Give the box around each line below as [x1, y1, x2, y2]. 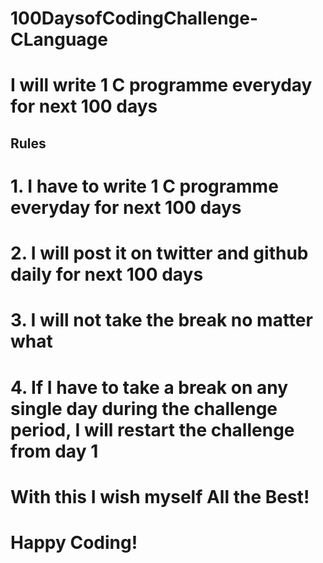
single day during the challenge [10, 397, 278, 420]
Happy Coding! [10, 531, 138, 554]
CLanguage [10, 28, 108, 51]
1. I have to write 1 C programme [10, 175, 279, 197]
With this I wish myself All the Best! [10, 485, 310, 508]
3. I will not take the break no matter [10, 309, 313, 332]
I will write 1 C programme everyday [10, 74, 313, 97]
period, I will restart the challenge [10, 418, 295, 441]
